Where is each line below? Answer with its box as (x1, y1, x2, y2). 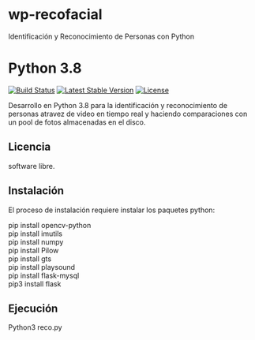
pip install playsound (8, 262, 76, 271)
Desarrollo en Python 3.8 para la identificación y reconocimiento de (8, 100, 227, 110)
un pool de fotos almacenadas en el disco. (8, 117, 146, 127)
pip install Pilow (8, 245, 59, 255)
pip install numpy (8, 237, 64, 246)
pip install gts (8, 254, 52, 263)
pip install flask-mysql (8, 271, 80, 280)
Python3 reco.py (8, 323, 62, 332)
